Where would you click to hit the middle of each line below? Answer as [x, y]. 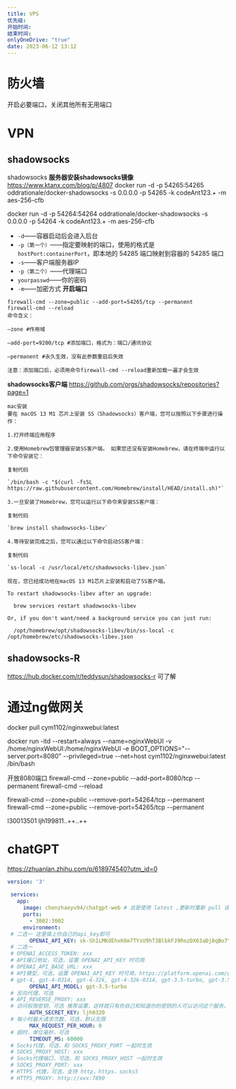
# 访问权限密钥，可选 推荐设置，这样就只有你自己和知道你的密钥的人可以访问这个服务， [120, 1006]
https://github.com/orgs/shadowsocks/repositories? [144, 384]
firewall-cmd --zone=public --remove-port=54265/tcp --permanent [106, 807]
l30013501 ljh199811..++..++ [47, 820]
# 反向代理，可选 [32, 993]
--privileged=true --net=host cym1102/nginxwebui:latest [144, 756]
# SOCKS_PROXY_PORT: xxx [46, 1065]
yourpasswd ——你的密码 [52, 280]
